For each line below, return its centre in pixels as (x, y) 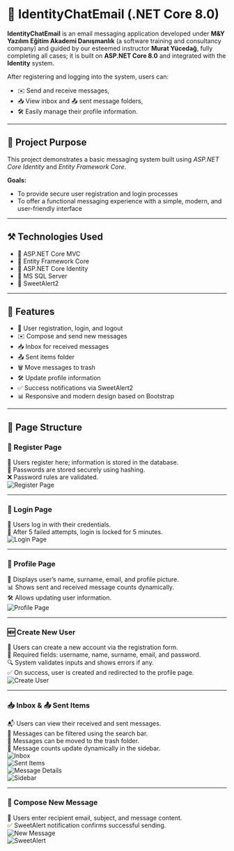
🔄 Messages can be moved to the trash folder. (73, 741)
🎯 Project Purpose (47, 142)
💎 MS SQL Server (42, 276)
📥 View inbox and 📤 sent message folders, (80, 101)
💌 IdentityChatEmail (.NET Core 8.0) (113, 14)
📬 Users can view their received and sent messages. (84, 724)
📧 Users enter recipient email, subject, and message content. (95, 818)
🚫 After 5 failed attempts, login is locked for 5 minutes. (85, 532)
